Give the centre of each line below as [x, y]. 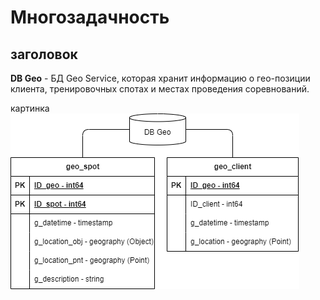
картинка [30, 108]
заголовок [44, 54]
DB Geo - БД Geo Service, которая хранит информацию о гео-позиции [160, 78]
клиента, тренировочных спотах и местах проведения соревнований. [160, 89]
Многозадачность [90, 17]
